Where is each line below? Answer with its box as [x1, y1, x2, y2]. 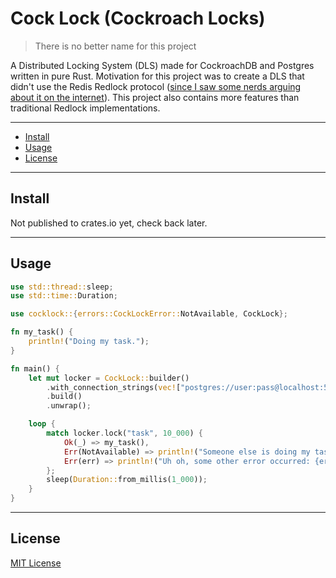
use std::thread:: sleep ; [10, 282, 114, 292]
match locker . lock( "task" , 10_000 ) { [46, 428, 203, 439]
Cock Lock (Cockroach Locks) [10, 7, 266, 30]
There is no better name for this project [34, 40, 197, 52]
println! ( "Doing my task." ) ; [28, 337, 150, 347]
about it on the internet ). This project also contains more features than [10, 91, 300, 103]
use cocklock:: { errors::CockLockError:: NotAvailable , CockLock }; [10, 309, 288, 319]
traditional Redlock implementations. [10, 102, 161, 114]
